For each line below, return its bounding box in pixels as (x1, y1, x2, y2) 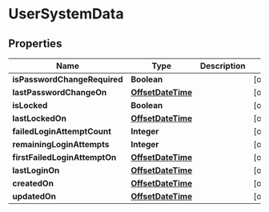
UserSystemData (8, 5, 124, 23)
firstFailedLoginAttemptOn (12, 152, 117, 162)
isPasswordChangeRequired (12, 74, 123, 85)
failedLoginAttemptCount (12, 126, 112, 137)
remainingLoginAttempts (12, 139, 110, 150)
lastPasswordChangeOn (12, 87, 107, 98)
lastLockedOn (12, 113, 66, 124)
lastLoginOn (12, 165, 60, 176)
